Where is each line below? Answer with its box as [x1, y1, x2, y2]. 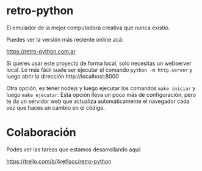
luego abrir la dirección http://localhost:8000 [6, 72, 119, 80]
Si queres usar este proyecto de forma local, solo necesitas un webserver [6, 59, 192, 67]
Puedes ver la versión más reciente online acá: [6, 36, 124, 43]
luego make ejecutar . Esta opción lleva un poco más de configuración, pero [6, 91, 197, 98]
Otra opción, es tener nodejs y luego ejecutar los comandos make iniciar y [6, 84, 196, 92]
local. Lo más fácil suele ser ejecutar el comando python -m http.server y [6, 66, 193, 74]
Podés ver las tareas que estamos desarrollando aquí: [6, 145, 142, 153]
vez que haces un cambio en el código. [6, 104, 106, 111]
